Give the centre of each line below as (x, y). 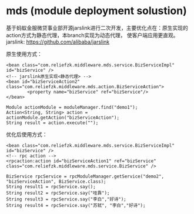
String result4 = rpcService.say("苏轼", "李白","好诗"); (76, 205)
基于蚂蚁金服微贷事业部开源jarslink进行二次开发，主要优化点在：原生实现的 (97, 28)
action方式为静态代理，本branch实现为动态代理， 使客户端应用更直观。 (92, 35)
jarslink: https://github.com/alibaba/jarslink (58, 42)
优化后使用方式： (27, 134)
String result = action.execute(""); (52, 123)
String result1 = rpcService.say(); (51, 186)
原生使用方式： (24, 53)
